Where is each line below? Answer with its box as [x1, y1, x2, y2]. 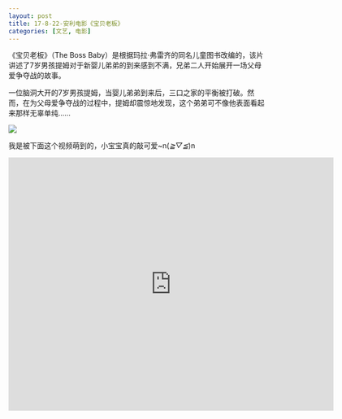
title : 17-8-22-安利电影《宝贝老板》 [8, 20, 124, 28]
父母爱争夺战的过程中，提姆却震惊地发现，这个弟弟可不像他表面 [36, 98, 250, 108]
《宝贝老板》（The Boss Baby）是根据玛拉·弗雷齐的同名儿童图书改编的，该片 [8, 50, 264, 60]
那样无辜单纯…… [15, 108, 71, 118]
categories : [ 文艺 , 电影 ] [8, 27, 92, 35]
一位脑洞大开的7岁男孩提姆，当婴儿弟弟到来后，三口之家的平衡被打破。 [8, 88, 248, 98]
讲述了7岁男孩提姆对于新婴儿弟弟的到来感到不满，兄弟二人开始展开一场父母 [8, 60, 262, 70]
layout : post [8, 11, 53, 20]
